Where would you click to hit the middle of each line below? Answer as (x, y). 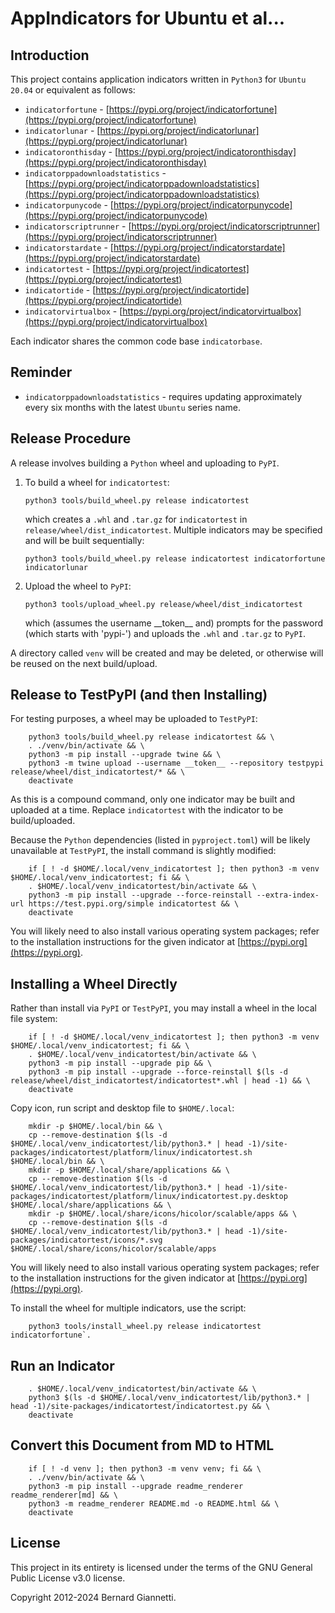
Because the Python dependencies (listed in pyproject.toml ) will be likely (160, 840)
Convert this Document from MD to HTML (142, 1445)
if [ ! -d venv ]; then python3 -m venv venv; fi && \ (145, 1468)
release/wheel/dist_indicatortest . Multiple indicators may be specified (173, 529)
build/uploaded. (43, 821)
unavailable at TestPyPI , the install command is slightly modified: (143, 851)
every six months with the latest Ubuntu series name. (132, 407)
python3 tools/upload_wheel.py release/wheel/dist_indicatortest (163, 604)
